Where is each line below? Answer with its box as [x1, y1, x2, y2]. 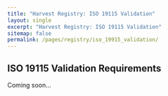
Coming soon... [7, 81, 51, 89]
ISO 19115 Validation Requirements [7, 62, 162, 74]
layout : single [7, 17, 52, 24]
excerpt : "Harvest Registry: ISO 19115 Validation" [7, 23, 162, 30]
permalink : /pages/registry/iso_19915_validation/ [7, 36, 159, 43]
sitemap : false [7, 29, 52, 37]
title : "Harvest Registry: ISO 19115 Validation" [7, 10, 156, 18]
